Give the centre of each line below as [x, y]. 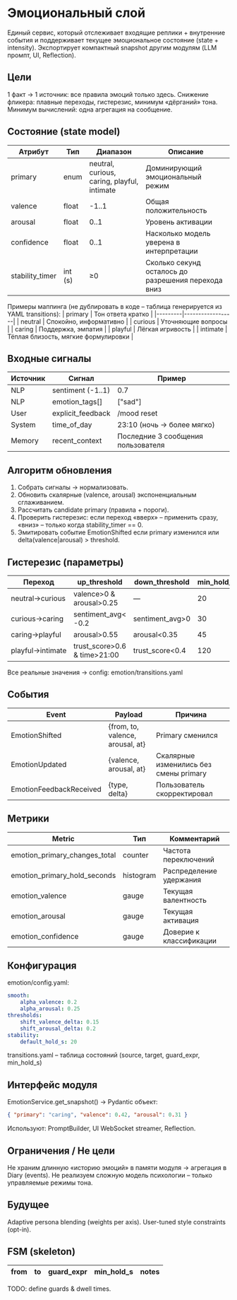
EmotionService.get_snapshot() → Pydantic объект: [83, 1102]
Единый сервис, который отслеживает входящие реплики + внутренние [116, 33]
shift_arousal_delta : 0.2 [58, 1029]
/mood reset [138, 414]
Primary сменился [187, 735]
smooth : [19, 996]
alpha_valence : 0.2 [49, 1002]
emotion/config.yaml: [38, 983]
